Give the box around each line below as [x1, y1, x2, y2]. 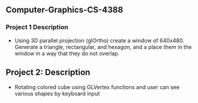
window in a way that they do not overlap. [14, 50, 120, 57]
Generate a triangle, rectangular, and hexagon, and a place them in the [14, 43, 193, 50]
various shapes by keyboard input [14, 90, 100, 97]
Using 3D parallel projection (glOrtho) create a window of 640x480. [14, 36, 185, 44]
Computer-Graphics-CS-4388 [5, 5, 123, 15]
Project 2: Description [5, 67, 91, 78]
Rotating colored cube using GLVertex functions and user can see [14, 83, 180, 90]
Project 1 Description [5, 23, 68, 32]
